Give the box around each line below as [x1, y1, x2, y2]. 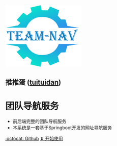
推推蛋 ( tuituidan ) [5, 78, 62, 86]
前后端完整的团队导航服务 [12, 118, 67, 124]
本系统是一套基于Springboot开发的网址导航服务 [12, 125, 112, 131]
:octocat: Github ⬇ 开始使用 [5, 135, 63, 141]
